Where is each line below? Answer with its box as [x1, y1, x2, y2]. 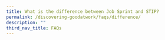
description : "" [6, 19, 46, 25]
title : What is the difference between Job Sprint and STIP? [6, 8, 160, 15]
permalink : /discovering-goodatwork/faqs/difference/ [6, 14, 141, 20]
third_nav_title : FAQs [6, 25, 62, 31]
